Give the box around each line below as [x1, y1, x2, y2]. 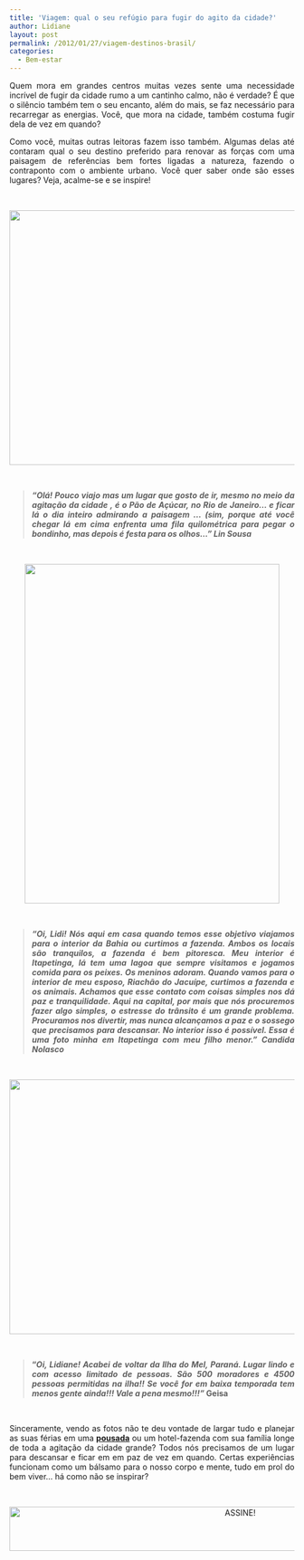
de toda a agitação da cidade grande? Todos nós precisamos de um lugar [9, 1442, 295, 1453]
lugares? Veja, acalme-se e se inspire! [9, 175, 151, 186]
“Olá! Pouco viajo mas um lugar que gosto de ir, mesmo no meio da [31, 490, 295, 501]
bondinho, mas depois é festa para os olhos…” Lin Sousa [31, 529, 252, 539]
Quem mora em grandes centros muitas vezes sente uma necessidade [9, 81, 295, 91]
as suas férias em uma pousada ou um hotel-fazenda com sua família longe [9, 1432, 295, 1443]
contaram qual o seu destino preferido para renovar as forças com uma [9, 146, 295, 157]
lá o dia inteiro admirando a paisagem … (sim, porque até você [31, 509, 295, 520]
